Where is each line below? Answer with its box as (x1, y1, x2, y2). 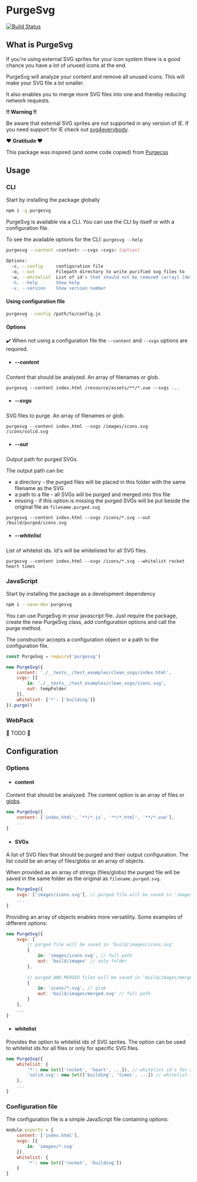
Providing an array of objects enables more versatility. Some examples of (6, 913, 183, 921)
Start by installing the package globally (6, 196, 100, 203)
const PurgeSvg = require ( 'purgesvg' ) (6, 653, 101, 660)
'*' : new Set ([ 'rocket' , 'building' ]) (27, 1160, 122, 1166)
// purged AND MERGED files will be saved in (27, 974, 141, 980)
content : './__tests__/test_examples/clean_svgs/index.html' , (16, 670, 172, 675)
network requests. (6, 97, 50, 104)
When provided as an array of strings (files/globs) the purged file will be (6, 869, 180, 876)
